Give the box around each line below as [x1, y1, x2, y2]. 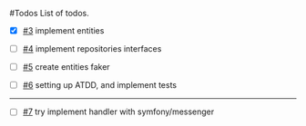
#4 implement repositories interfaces [22, 44, 162, 54]
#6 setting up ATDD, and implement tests [22, 80, 178, 91]
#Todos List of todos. [9, 8, 89, 18]
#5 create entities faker [22, 62, 111, 73]
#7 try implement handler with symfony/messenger [22, 106, 215, 117]
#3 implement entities [22, 25, 105, 35]
